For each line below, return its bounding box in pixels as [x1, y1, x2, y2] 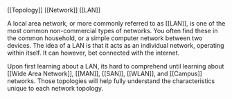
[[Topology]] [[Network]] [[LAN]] [7, 6, 101, 14]
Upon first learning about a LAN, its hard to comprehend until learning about [7, 62, 224, 70]
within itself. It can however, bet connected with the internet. [7, 48, 180, 57]
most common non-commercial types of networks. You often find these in [7, 27, 218, 35]
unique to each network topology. [7, 84, 104, 92]
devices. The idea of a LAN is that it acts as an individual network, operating [7, 42, 224, 49]
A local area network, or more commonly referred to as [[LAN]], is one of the [7, 19, 226, 27]
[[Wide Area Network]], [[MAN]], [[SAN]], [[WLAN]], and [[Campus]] [7, 69, 203, 78]
